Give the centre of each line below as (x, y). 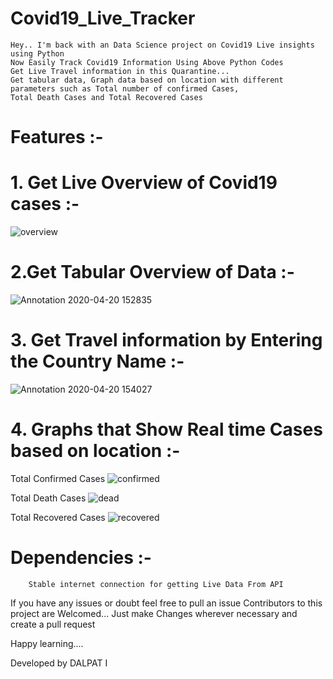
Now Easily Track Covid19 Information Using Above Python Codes (147, 62)
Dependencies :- (81, 558)
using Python (37, 53)
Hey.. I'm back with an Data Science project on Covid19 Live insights (162, 45)
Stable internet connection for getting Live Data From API (156, 584)
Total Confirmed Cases (58, 478)
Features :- (57, 137)
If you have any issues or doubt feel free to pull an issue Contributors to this (166, 603)
